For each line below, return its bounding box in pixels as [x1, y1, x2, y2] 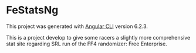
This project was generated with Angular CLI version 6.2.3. [6, 23, 148, 30]
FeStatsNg [6, 3, 59, 17]
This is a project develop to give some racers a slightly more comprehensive [6, 34, 191, 41]
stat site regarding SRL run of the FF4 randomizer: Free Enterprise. [6, 40, 167, 47]
